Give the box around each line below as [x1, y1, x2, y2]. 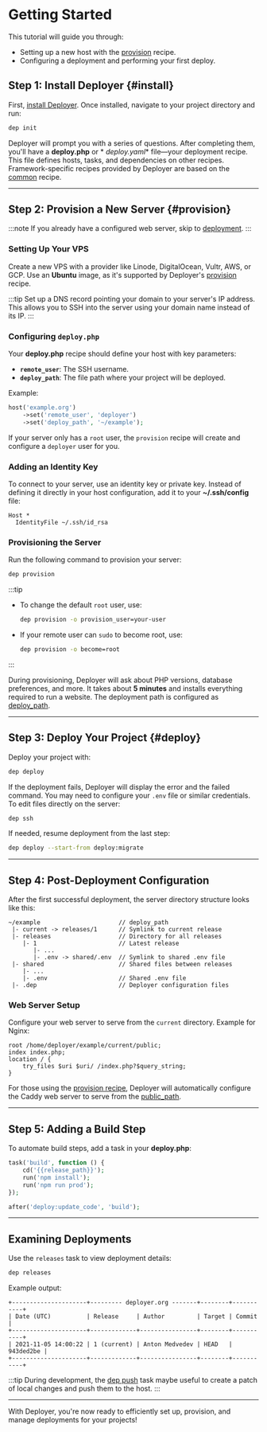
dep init [8, 123, 37, 132]
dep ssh [8, 814, 34, 822]
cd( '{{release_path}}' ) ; [22, 1166, 105, 1175]
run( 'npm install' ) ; [22, 1173, 91, 1181]
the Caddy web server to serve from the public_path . [8, 1092, 181, 1102]
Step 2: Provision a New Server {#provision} [8, 203, 232, 217]
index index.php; [8, 1048, 66, 1056]
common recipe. [8, 172, 62, 181]
